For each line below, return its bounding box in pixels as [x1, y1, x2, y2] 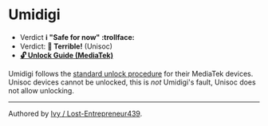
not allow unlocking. [8, 85, 74, 95]
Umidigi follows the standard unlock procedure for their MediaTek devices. [8, 69, 254, 78]
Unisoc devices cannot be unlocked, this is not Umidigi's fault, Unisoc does [8, 77, 257, 87]
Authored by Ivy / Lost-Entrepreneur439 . [8, 108, 143, 118]
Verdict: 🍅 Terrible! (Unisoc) [19, 41, 113, 51]
